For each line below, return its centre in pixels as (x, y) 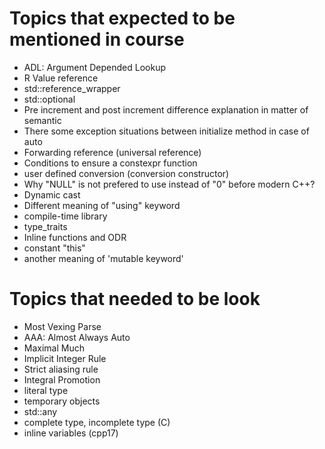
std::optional (49, 99)
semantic (42, 120)
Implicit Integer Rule (65, 358)
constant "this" (54, 248)
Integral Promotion (62, 379)
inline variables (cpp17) (71, 433)
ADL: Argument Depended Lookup (94, 67)
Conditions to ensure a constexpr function (110, 163)
